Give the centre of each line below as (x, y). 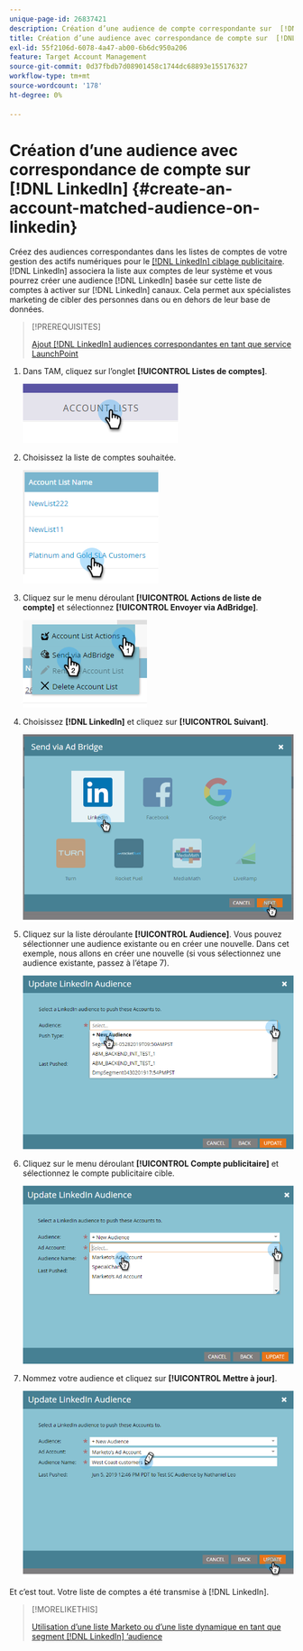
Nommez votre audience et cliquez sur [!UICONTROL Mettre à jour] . (150, 1379)
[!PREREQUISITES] (66, 327)
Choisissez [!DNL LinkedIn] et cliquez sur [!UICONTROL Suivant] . (145, 722)
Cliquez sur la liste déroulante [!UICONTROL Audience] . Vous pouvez (152, 934)
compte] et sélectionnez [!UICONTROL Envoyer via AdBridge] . (140, 608)
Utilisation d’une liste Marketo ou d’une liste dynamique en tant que (156, 1627)
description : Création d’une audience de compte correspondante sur (141, 28)
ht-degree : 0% (36, 95)
